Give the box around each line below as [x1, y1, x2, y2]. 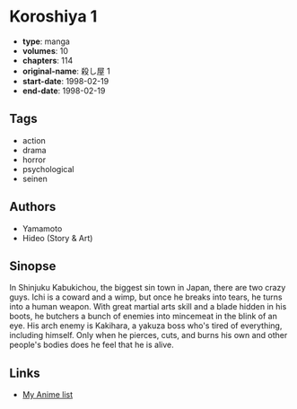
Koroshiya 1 [9, 6, 98, 27]
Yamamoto [22, 222, 63, 234]
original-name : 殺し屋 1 [22, 65, 110, 76]
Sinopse [9, 258, 57, 274]
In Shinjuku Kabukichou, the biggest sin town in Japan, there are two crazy [9, 283, 286, 293]
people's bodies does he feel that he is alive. [9, 339, 175, 351]
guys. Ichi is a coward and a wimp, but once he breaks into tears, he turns [9, 292, 283, 302]
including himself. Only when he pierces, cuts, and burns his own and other [9, 330, 288, 341]
